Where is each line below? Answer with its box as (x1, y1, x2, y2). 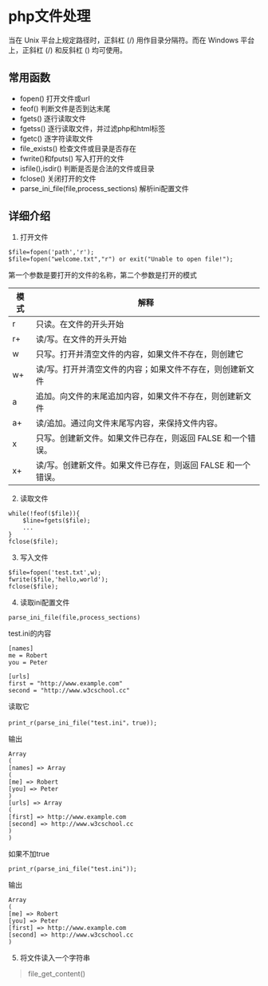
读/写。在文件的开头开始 (35, 333, 128, 345)
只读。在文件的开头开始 (35, 318, 124, 329)
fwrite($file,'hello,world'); (8, 575, 109, 584)
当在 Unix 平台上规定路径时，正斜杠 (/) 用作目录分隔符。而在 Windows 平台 (8, 35, 255, 45)
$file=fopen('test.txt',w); (8, 569, 102, 577)
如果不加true (8, 848, 50, 858)
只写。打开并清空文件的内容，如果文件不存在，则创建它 (35, 349, 244, 360)
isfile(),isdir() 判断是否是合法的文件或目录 (19, 163, 156, 173)
